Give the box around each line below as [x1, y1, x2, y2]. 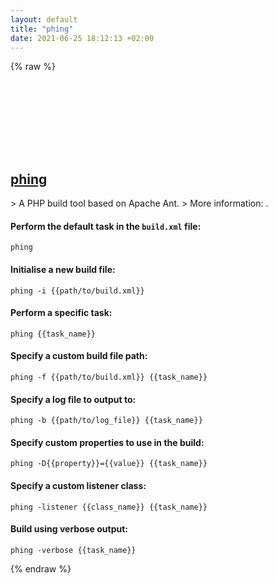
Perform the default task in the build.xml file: [10, 220, 202, 232]
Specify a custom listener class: [10, 480, 147, 491]
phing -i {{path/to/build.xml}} [10, 286, 145, 296]
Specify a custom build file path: [10, 350, 148, 362]
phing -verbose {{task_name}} [10, 545, 137, 555]
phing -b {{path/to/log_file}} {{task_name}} [10, 416, 203, 426]
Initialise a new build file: [10, 263, 116, 275]
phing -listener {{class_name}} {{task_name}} [10, 502, 208, 512]
